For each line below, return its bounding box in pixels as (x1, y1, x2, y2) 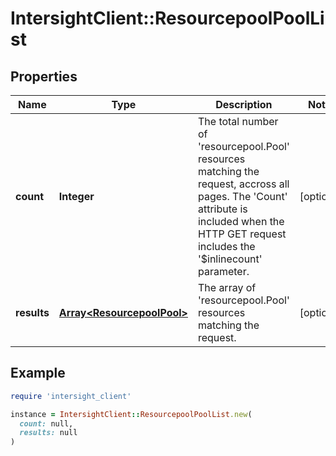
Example (10, 365, 66, 382)
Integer (58, 190, 95, 203)
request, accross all (197, 177, 290, 191)
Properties (10, 68, 78, 85)
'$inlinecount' (197, 252, 263, 266)
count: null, (19, 418, 74, 429)
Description (215, 98, 273, 111)
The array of (197, 281, 257, 294)
